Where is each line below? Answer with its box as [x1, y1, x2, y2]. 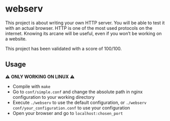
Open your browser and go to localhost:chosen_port [12, 110, 123, 116]
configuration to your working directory [12, 94, 95, 100]
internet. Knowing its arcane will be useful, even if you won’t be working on [5, 30, 162, 36]
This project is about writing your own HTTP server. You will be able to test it [5, 20, 165, 26]
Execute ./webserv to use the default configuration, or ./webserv [12, 99, 147, 105]
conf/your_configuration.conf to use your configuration [12, 104, 131, 111]
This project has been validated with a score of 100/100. [5, 45, 122, 51]
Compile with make [12, 83, 51, 89]
